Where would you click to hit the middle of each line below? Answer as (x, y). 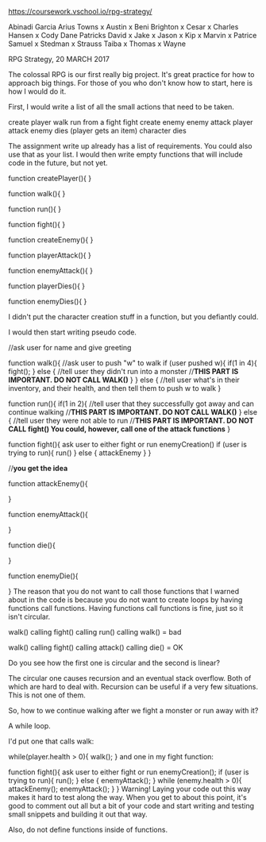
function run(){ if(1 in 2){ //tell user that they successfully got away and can (131, 404)
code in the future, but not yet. (58, 163)
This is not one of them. (47, 695)
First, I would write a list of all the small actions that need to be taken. (121, 107)
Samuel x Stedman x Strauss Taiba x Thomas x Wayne (97, 44)
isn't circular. (29, 616)
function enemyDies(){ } (48, 301)
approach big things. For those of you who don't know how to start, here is (130, 83)
